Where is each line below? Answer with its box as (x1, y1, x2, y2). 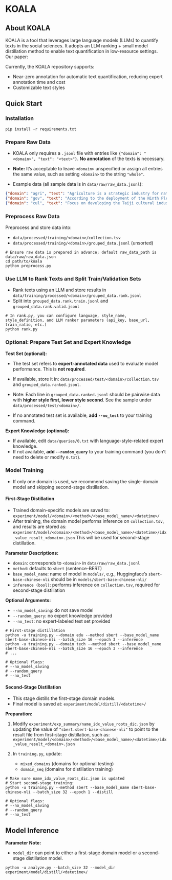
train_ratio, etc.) (5, 322, 47, 327)
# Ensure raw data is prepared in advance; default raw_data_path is (5, 250, 157, 255)
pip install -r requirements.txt (5, 127, 77, 132)
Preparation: (5, 711, 33, 717)
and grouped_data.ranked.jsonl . (12, 381, 81, 388)
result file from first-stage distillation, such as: (12, 732, 110, 738)
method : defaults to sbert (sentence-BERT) (12, 566, 102, 571)
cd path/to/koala (5, 258, 42, 264)
